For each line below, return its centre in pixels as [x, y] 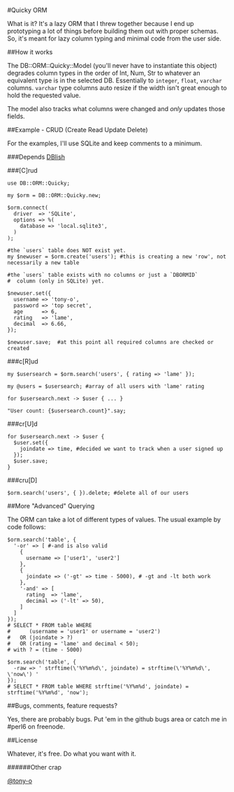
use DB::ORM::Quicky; [39, 183]
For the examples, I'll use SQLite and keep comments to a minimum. [105, 143]
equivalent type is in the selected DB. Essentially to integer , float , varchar [115, 80]
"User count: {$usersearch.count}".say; [67, 411]
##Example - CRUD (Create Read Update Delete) [78, 130]
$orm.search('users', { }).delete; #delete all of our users [98, 493]
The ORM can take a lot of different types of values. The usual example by [114, 519]
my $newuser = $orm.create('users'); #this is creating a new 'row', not [117, 257]
